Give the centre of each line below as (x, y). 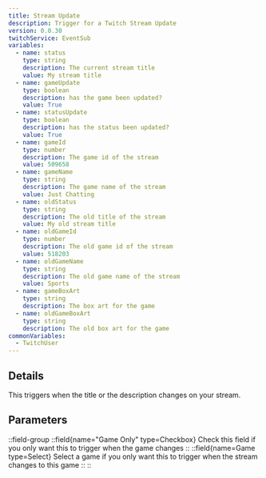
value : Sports (46, 284)
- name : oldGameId (46, 232)
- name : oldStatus (46, 202)
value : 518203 (46, 254)
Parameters (38, 420)
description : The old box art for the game (96, 328)
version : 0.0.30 (35, 30)
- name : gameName (44, 172)
